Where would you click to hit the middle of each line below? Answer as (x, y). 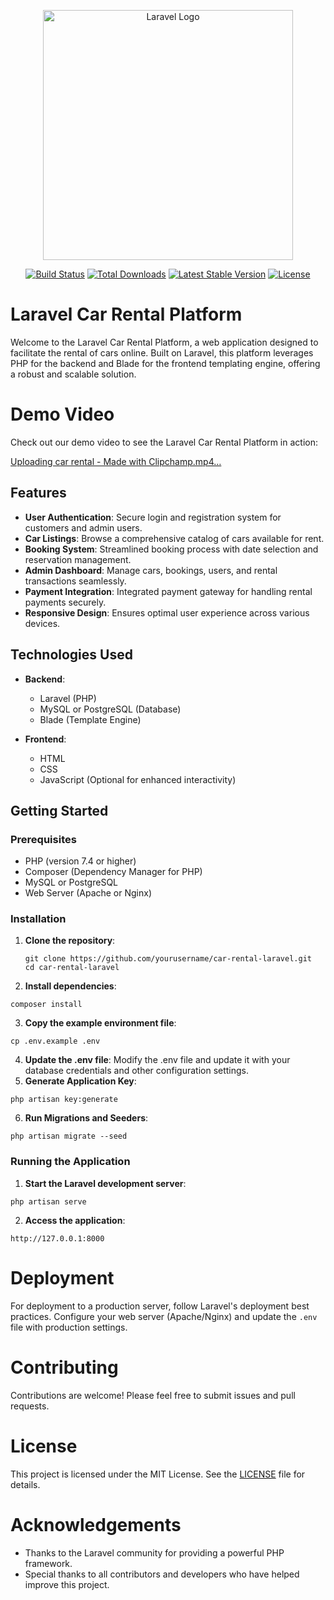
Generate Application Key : (80, 1081)
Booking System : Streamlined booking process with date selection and (171, 549)
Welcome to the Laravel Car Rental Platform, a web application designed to (164, 342)
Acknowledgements (96, 1524)
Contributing (64, 1367)
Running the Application (70, 1162)
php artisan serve (48, 1201)
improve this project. (67, 1584)
